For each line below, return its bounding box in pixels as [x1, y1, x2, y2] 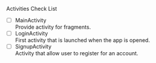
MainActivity [15, 17, 47, 23]
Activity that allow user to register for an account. [15, 50, 138, 57]
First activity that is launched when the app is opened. [15, 37, 150, 44]
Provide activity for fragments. [15, 23, 91, 31]
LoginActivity [15, 30, 48, 37]
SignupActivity [15, 43, 51, 50]
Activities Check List [6, 5, 57, 12]
